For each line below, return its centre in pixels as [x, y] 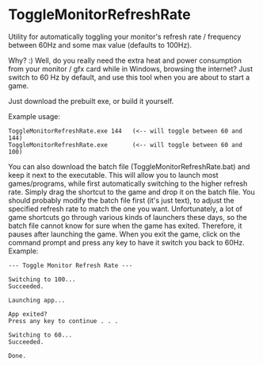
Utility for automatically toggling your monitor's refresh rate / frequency [125, 37]
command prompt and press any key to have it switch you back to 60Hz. [126, 242]
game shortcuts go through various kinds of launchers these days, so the [128, 217]
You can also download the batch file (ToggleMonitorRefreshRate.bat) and [129, 166]
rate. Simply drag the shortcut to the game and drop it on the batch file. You [131, 191]
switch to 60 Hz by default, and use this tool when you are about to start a [129, 77]
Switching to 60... [40, 335]
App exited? [28, 314]
